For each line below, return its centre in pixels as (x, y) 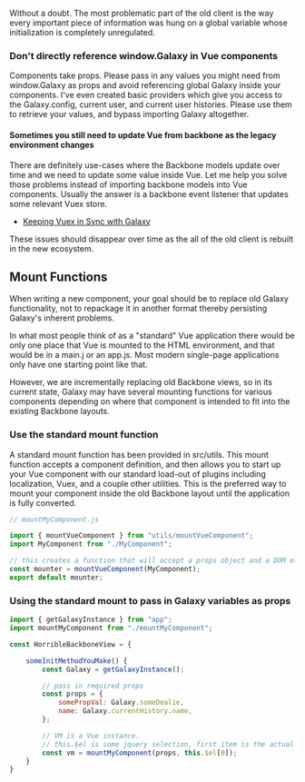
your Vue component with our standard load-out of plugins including (138, 474)
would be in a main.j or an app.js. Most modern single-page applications (144, 355)
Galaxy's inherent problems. (62, 318)
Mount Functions (59, 277)
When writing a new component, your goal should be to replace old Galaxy (149, 299)
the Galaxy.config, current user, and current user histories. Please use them (151, 104)
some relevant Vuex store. (58, 203)
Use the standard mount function (84, 435)
